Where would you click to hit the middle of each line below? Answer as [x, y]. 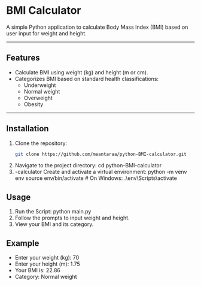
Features [23, 58]
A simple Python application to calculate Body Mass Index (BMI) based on [97, 27]
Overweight [38, 98]
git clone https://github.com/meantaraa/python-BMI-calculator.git [100, 154]
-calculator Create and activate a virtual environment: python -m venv [101, 172]
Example [23, 243]
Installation [28, 129]
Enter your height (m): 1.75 [48, 264]
